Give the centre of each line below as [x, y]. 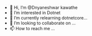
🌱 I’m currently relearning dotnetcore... [48, 18]
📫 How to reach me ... [32, 28]
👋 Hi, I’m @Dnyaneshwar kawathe [44, 8]
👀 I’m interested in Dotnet [35, 13]
